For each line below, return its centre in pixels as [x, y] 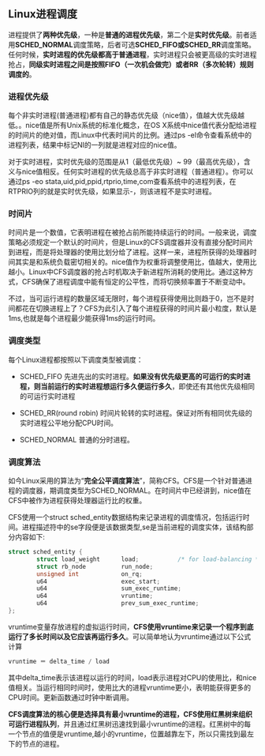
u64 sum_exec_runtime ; [109, 589]
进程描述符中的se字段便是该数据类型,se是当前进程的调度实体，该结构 [134, 527]
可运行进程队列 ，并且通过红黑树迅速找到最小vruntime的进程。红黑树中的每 [130, 724]
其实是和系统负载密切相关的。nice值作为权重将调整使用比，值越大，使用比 [136, 262]
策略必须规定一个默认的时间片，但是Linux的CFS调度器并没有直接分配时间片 [131, 243]
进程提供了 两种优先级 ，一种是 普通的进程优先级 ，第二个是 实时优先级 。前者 [129, 35]
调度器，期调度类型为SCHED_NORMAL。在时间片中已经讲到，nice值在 [136, 491]
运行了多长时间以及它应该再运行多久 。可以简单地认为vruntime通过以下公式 [130, 636]
